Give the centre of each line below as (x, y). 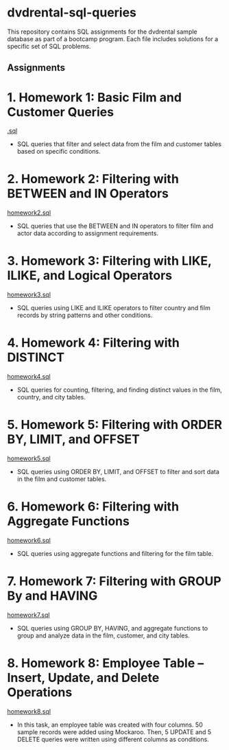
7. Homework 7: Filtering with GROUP (114, 582)
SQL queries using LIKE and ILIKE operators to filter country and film (113, 308)
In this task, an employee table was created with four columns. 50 (110, 725)
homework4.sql (29, 377)
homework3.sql (29, 295)
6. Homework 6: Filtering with (93, 507)
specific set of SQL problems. (49, 46)
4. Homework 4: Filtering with (93, 343)
